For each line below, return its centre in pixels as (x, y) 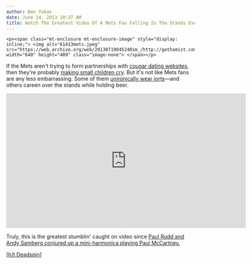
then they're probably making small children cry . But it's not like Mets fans (98, 72)
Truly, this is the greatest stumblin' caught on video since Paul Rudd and (95, 236)
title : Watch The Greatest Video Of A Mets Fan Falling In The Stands (96, 23)
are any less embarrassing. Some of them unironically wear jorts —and (93, 79)
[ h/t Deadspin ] (24, 254)
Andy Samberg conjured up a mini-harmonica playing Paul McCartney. (93, 243)
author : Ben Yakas (29, 12)
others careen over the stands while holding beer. (67, 85)
